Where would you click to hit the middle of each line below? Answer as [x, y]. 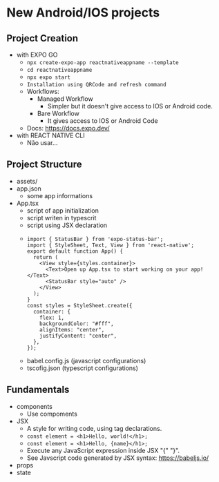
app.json [29, 189]
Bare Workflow [58, 113]
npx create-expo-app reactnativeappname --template [103, 63]
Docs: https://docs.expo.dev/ [68, 128]
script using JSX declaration [67, 225]
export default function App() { [75, 251]
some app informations [60, 195]
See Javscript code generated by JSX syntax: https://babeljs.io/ [118, 458]
